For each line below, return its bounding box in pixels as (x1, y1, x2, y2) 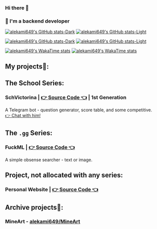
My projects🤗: (5, 62, 49, 70)
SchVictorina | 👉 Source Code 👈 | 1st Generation (5, 94, 127, 100)
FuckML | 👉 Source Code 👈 (5, 144, 75, 151)
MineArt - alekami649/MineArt (5, 218, 80, 225)
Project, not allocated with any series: (5, 171, 123, 179)
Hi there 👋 (5, 4, 29, 11)
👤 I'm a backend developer (5, 17, 70, 24)
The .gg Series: (5, 129, 52, 137)
